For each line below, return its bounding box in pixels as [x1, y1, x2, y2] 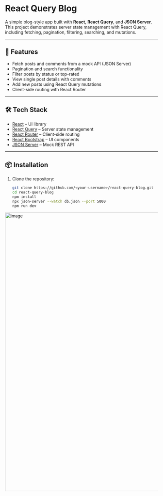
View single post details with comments [12, 76, 92, 82]
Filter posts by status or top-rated [12, 71, 80, 77]
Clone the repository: [12, 176, 55, 182]
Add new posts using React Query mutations [12, 81, 102, 87]
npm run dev [12, 203, 36, 208]
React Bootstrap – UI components [12, 136, 80, 142]
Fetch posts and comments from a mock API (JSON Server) [12, 61, 131, 66]
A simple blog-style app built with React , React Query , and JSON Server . [5, 19, 152, 25]
